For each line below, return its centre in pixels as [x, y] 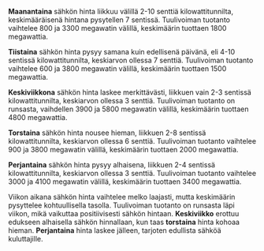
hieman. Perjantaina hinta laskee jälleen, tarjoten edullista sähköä [115, 230]
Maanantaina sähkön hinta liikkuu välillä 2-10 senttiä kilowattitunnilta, [121, 11]
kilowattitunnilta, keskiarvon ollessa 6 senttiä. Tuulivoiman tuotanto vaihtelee [132, 141]
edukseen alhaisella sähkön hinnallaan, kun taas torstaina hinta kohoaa [124, 222]
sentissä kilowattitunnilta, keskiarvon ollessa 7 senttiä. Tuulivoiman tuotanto [131, 60]
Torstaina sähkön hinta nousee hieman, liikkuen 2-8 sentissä [107, 133]
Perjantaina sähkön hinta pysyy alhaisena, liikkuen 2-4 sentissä [112, 165]
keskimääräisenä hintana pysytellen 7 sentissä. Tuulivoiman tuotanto [119, 20]
